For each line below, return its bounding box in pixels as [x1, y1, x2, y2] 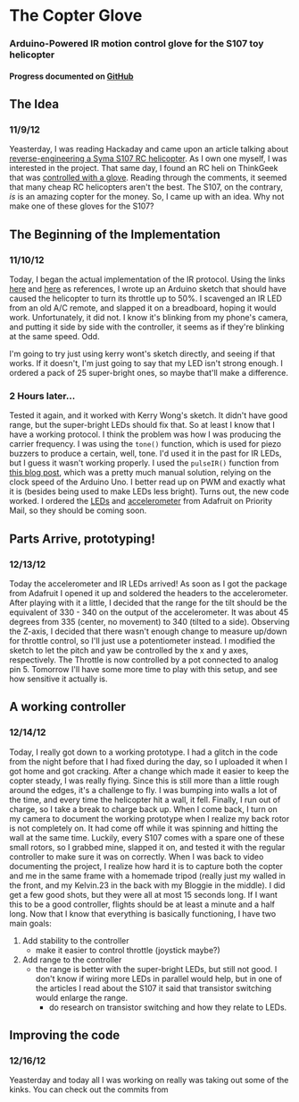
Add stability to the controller [21, 935, 129, 945]
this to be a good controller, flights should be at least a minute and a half [9, 899, 275, 910]
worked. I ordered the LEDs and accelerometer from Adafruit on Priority [9, 496, 273, 507]
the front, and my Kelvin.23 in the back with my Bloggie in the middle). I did [9, 879, 286, 891]
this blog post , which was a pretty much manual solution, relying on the [9, 467, 272, 478]
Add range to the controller [21, 954, 122, 965]
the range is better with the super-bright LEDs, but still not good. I [35, 963, 278, 974]
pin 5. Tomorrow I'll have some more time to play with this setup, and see [9, 664, 278, 675]
